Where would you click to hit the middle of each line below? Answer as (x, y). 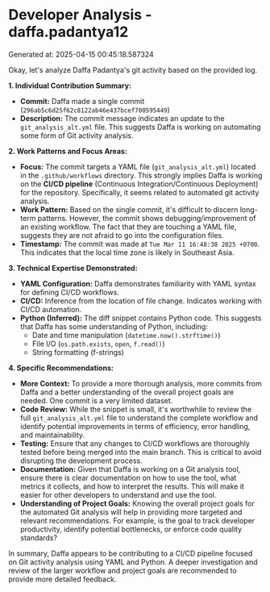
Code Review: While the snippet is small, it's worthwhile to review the (136, 409)
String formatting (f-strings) (78, 352)
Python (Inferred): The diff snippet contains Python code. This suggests (141, 318)
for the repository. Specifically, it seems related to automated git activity (139, 192)
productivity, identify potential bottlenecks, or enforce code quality (131, 529)
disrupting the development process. (81, 461)
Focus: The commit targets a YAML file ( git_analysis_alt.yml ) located (138, 166)
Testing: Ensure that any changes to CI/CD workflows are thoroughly (135, 443)
